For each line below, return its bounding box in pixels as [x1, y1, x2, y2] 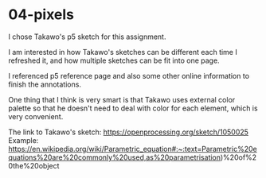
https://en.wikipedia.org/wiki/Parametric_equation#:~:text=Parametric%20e [8, 144, 257, 153]
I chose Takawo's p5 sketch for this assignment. [8, 32, 166, 41]
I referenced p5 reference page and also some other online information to [8, 71, 249, 80]
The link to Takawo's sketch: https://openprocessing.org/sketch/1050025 [8, 127, 249, 137]
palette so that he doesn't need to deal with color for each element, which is [8, 103, 258, 113]
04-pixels [8, 6, 74, 24]
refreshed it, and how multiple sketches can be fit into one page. [8, 56, 221, 65]
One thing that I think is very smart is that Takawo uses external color [8, 95, 236, 104]
